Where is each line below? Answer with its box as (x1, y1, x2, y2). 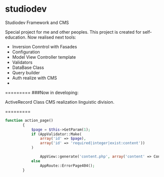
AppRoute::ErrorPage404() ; (40, 163, 95, 168)
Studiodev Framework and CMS (5, 20, 69, 25)
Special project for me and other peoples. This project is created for (5, 29, 142, 35)
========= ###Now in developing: (5, 89, 79, 95)
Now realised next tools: (27, 34, 77, 40)
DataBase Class (12, 65, 44, 70)
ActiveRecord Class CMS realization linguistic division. (5, 99, 115, 105)
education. (5, 34, 27, 40)
